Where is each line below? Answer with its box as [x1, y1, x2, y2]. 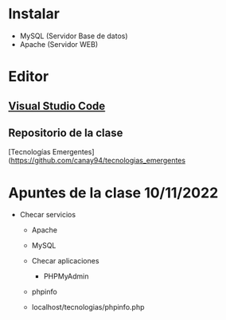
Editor [8, 68, 49, 86]
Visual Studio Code [8, 99, 106, 112]
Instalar [8, 5, 60, 23]
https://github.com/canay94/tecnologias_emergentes [10, 156, 185, 166]
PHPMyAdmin [43, 271, 89, 281]
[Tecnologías [8, 147, 51, 157]
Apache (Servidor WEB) [19, 39, 99, 49]
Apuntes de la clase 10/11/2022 [8, 184, 219, 201]
